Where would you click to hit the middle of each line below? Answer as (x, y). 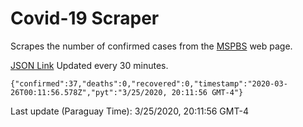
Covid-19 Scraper (85, 18)
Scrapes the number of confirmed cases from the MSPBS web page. (151, 46)
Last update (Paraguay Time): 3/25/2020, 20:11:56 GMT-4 (129, 111)
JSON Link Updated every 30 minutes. (89, 65)
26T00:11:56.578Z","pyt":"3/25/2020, (89, 92)
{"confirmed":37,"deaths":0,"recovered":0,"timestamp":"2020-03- (149, 83)
